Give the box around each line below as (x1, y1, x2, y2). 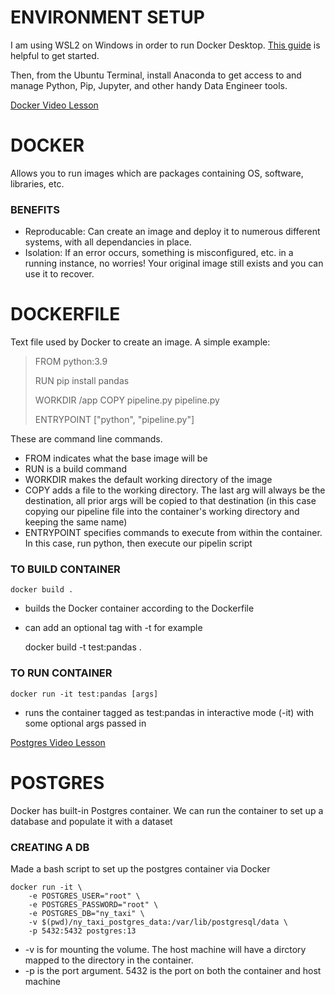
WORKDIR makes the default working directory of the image (24, 474, 273, 486)
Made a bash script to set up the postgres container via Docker (10, 862, 271, 875)
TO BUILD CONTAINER (10, 562, 121, 576)
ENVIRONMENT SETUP (10, 6, 205, 29)
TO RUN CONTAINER (10, 666, 113, 680)
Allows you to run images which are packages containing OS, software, (10, 167, 304, 179)
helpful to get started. (10, 49, 100, 61)
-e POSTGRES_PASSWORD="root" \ (28, 899, 159, 910)
